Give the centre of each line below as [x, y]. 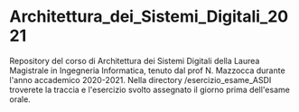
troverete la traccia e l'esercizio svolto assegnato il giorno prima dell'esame [150, 89]
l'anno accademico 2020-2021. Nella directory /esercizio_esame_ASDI [140, 79]
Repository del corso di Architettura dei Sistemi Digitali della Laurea [135, 61]
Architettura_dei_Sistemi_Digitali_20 [149, 17]
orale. [20, 99]
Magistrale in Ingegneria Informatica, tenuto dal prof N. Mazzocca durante [148, 70]
